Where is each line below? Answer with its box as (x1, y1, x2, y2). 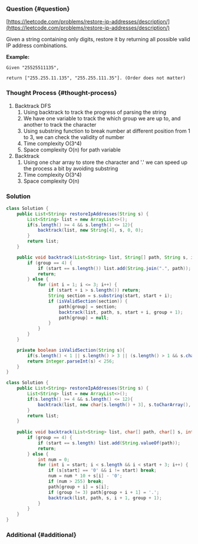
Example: (6, 54, 30, 61)
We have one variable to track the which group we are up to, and (23, 114, 181, 122)
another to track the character (23, 121, 97, 128)
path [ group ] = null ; (58, 315, 110, 321)
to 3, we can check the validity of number (23, 133, 125, 140)
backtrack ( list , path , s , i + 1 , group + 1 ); (48, 494, 162, 501)
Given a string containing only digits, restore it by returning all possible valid (6, 36, 190, 43)
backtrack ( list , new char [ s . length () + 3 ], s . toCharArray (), (37, 401, 192, 408)
